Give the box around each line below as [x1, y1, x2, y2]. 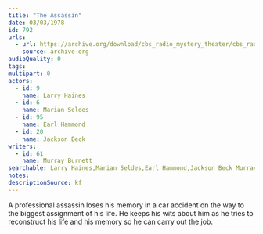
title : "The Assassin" [8, 11, 82, 20]
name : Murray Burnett [22, 157, 92, 165]
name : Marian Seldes [22, 106, 89, 114]
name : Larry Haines [22, 92, 86, 99]
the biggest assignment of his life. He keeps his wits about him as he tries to [8, 208, 254, 218]
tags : [8, 63, 26, 70]
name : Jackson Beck [22, 135, 86, 143]
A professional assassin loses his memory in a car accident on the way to [8, 200, 245, 210]
